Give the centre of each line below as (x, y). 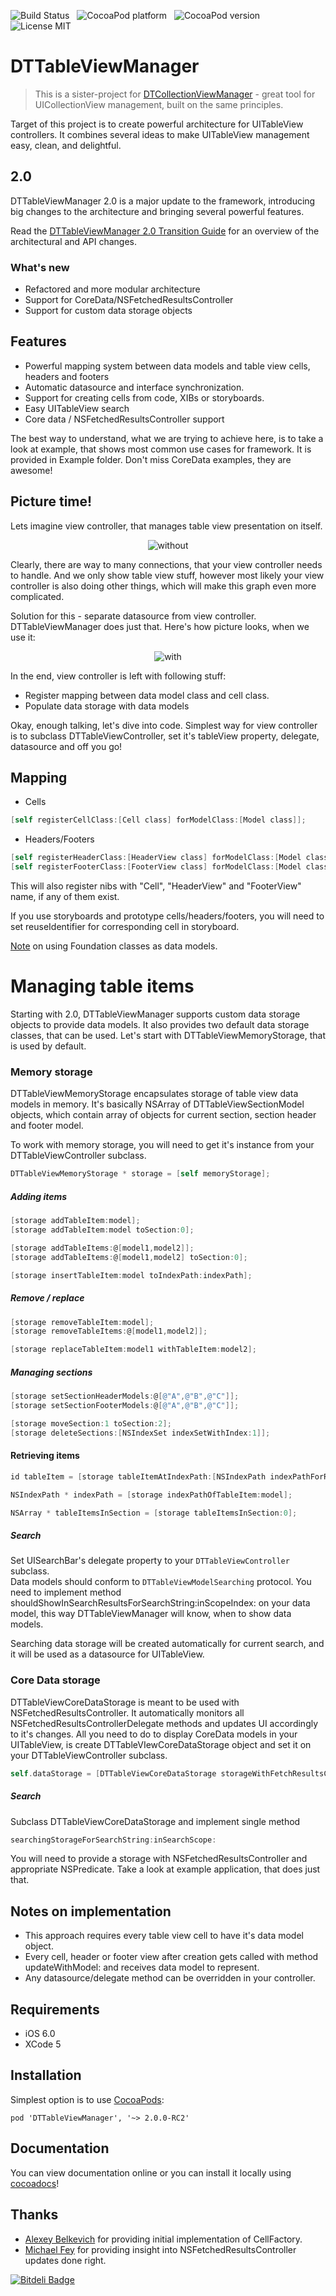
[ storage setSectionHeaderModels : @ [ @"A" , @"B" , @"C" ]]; (125, 1396)
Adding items (39, 1196)
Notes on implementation (91, 1911)
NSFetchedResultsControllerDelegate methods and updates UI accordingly (164, 1723)
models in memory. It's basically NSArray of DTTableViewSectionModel (157, 1104)
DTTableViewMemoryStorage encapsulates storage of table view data (154, 1094)
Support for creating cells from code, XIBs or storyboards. (144, 397)
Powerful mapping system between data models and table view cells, (167, 366)
